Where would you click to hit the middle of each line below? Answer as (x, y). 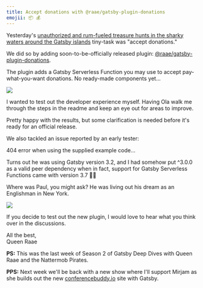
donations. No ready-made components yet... (103, 78)
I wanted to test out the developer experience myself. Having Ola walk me (99, 102)
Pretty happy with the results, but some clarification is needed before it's (98, 120)
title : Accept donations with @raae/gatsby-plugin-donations (86, 12)
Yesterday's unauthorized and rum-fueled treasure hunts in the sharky (95, 35)
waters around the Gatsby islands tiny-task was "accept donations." (92, 42)
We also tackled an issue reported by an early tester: (73, 138)
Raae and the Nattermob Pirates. (47, 260)
